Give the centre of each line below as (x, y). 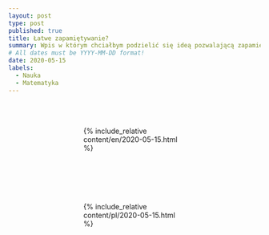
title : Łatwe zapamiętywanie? (59, 38)
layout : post (30, 16)
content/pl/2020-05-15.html (130, 215)
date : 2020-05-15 (37, 61)
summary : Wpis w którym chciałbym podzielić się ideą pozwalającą (121, 46)
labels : (21, 68)
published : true (35, 30)
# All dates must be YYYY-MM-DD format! (77, 53)
